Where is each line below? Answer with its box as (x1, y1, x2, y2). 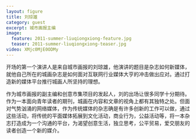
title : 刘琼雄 (6, 14, 38, 20)
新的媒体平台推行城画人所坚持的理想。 (10, 78, 103, 85)
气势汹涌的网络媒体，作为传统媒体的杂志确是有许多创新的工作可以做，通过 (10, 105, 190, 112)
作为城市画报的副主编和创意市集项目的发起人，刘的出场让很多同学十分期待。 (6, 90, 190, 97)
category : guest (6, 19, 45, 25)
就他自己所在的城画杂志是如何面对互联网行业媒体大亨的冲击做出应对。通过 (6, 71, 185, 78)
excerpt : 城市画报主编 (6, 25, 56, 31)
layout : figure (6, 8, 43, 15)
